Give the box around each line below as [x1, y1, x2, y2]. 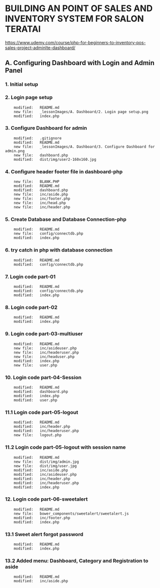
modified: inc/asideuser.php [14, 472, 77, 477]
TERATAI [5, 24, 41, 34]
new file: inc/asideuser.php [14, 346, 77, 351]
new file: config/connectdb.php [14, 231, 83, 236]
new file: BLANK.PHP [14, 179, 60, 185]
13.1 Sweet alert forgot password [5, 531, 83, 538]
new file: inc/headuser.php [14, 354, 75, 359]
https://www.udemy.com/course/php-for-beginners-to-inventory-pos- [5, 39, 146, 45]
